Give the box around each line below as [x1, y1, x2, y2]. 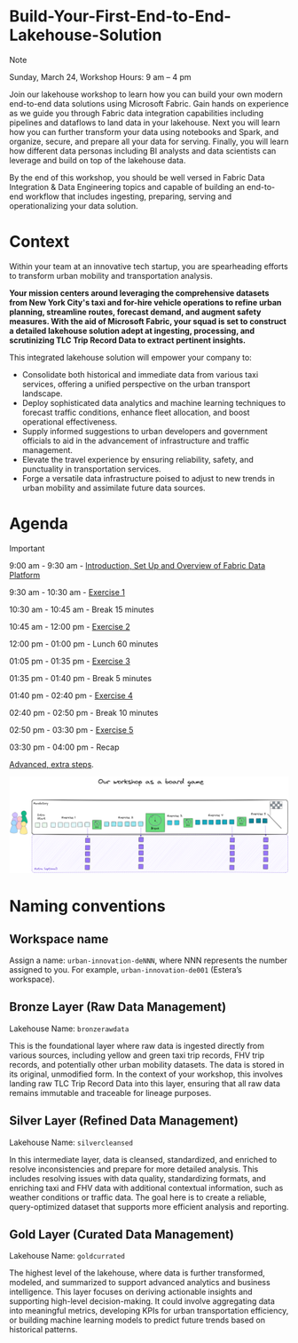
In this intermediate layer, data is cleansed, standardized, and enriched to [9, 1154, 278, 1164]
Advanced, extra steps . [9, 759, 95, 769]
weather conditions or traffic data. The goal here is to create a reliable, [9, 1192, 267, 1203]
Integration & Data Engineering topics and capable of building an [9, 181, 246, 192]
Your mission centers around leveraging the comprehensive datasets [9, 287, 270, 298]
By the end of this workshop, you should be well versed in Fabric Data [9, 171, 265, 183]
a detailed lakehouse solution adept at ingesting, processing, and [9, 325, 255, 336]
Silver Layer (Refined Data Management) [9, 1113, 239, 1129]
